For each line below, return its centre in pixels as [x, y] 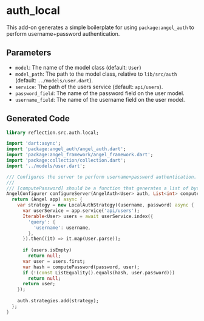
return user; [39, 284]
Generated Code [38, 119]
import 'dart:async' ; [34, 144]
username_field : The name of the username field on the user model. [100, 99]
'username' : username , [62, 228]
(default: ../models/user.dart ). [54, 80]
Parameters [29, 53]
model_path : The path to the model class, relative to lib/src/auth [96, 74]
